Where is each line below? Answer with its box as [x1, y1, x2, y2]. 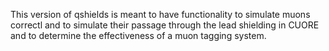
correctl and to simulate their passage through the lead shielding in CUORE [10, 19, 320, 31]
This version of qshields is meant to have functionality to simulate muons [10, 9, 311, 20]
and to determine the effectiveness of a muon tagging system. [10, 30, 267, 41]
